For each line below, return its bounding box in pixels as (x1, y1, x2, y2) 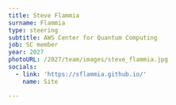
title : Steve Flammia (8, 11, 80, 20)
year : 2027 (8, 48, 44, 56)
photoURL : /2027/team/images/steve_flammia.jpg (8, 56, 169, 64)
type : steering (8, 26, 59, 34)
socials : (8, 63, 37, 71)
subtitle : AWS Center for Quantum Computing (8, 33, 158, 42)
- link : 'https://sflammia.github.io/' (15, 70, 147, 78)
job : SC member (8, 41, 59, 49)
